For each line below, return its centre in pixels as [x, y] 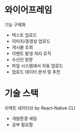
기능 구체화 [15, 25]
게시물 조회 [22, 47]
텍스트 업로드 [24, 35]
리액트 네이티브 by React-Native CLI [40, 108]
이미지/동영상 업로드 [31, 41]
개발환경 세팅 [24, 118]
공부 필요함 [22, 124]
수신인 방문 [22, 59]
